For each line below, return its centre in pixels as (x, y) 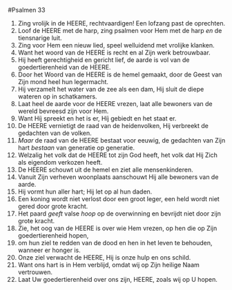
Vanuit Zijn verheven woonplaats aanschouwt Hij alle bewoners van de (118, 177)
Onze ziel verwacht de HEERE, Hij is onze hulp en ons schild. (104, 257)
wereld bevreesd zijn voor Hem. (63, 111)
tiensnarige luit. (40, 38)
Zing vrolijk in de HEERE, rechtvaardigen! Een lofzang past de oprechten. (122, 23)
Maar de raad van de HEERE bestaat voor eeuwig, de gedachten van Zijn (122, 140)
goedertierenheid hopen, (53, 236)
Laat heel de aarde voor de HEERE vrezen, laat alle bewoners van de (115, 104)
